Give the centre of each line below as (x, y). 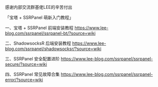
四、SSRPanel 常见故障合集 (32, 74)
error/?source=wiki (24, 80)
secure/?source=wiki (26, 64)
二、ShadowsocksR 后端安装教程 (38, 43)
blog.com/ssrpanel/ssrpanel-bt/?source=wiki (50, 33)
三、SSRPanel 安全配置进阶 (32, 59)
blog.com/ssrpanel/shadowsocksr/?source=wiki (53, 49)
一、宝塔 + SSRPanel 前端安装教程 (39, 28)
